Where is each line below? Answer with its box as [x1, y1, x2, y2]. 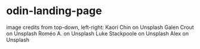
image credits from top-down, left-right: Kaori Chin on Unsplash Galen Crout [6, 24, 194, 31]
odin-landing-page [6, 4, 103, 18]
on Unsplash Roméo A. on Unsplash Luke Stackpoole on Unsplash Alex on [6, 30, 189, 37]
